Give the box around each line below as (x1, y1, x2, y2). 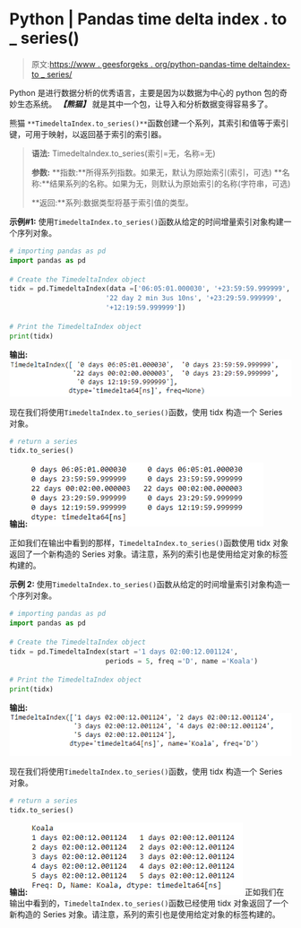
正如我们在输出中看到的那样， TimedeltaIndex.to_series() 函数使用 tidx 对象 (9, 538, 289, 549)
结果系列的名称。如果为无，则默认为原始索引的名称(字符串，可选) (48, 178, 291, 188)
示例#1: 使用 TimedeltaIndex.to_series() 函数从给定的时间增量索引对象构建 (9, 216, 284, 227)
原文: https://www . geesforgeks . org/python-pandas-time (30, 58, 246, 69)
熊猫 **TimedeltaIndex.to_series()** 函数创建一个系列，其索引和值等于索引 (9, 117, 289, 128)
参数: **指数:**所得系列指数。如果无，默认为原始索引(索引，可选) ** (30, 167, 282, 178)
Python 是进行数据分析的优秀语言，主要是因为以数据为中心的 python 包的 (9, 87, 280, 98)
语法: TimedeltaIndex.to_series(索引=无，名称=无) (30, 148, 217, 159)
